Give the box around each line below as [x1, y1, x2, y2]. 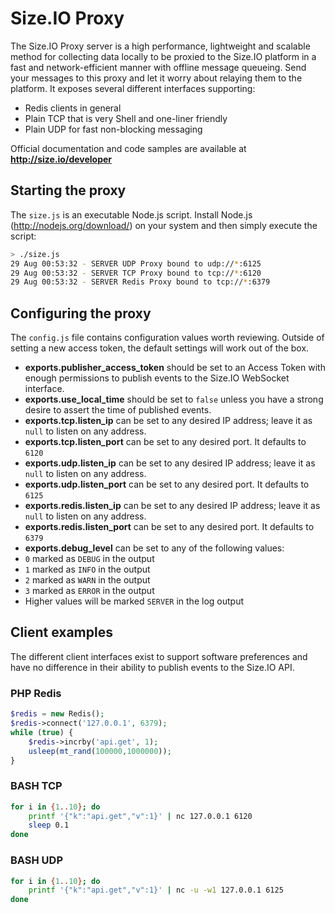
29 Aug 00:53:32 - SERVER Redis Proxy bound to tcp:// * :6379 [10, 277, 271, 287]
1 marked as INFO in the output [24, 563, 151, 576]
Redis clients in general [24, 102, 122, 114]
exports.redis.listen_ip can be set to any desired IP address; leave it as [24, 500, 321, 512]
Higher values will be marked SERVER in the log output [24, 595, 244, 607]
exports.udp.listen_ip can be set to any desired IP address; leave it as [24, 457, 316, 469]
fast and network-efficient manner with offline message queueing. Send [10, 61, 307, 73]
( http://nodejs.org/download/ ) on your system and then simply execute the [10, 219, 318, 231]
